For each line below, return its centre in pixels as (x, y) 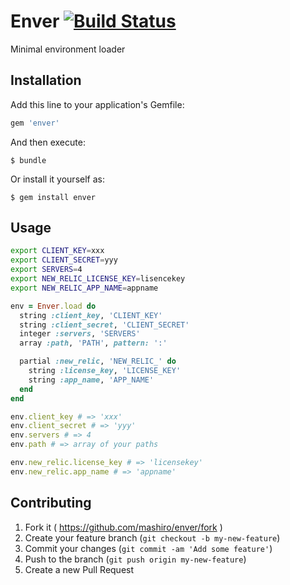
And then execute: (48, 142)
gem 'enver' (35, 123)
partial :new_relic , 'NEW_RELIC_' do (98, 361)
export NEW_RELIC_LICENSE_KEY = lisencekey (98, 279)
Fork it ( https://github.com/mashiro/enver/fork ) (123, 527)
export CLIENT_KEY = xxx (57, 251)
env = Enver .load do (53, 306)
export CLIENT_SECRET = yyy (64, 260)
